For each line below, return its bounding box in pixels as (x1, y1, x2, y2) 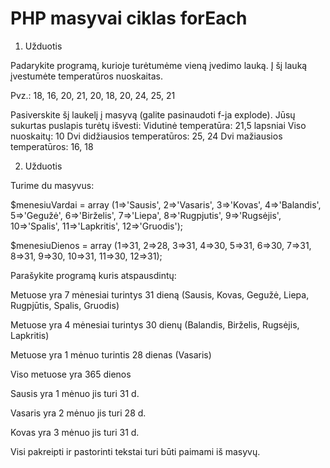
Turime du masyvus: (10, 179, 95, 191)
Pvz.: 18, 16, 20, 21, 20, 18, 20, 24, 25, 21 (10, 89, 176, 101)
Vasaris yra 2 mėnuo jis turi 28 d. (10, 407, 147, 419)
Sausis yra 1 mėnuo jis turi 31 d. (10, 387, 140, 399)
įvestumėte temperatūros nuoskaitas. (10, 70, 163, 82)
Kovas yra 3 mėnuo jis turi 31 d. (10, 426, 140, 438)
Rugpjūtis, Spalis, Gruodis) (10, 299, 120, 311)
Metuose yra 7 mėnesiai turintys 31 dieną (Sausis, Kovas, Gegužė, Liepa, (10, 288, 310, 301)
